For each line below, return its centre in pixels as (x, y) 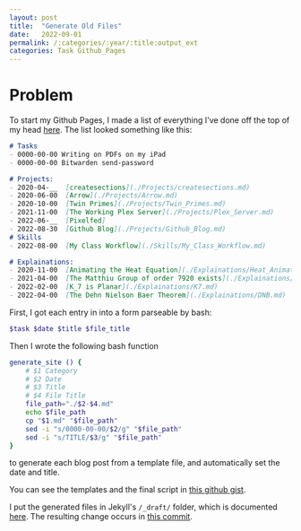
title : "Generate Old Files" (66, 26)
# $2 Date (44, 379)
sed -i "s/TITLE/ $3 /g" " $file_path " (94, 437)
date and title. (34, 473)
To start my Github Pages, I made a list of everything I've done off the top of (150, 120)
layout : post (34, 17)
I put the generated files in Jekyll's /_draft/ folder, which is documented (143, 507)
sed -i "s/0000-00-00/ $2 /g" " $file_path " (103, 429)
